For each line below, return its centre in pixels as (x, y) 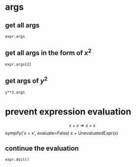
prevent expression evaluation (68, 111)
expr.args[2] (18, 64)
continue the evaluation (42, 148)
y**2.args (15, 92)
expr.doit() (17, 160)
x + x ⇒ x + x (82, 125)
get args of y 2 (26, 80)
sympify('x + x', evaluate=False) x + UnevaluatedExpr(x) (62, 133)
